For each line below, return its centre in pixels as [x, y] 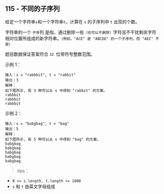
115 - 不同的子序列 [33, 9]
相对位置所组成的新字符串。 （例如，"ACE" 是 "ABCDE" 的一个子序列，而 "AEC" [79, 38]
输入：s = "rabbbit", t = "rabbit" [40, 75]
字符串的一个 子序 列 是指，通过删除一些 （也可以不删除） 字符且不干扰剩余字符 [81, 32]
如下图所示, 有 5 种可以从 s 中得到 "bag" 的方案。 [53, 139]
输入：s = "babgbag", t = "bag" [37, 123]
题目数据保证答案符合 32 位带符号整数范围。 [50, 54]
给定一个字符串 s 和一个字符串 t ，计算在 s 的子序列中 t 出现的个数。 [72, 22]
